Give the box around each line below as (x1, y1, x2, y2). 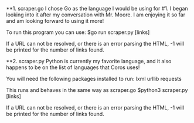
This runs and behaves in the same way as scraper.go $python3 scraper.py (6, 87, 188, 93)
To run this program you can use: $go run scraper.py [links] (6, 29, 150, 36)
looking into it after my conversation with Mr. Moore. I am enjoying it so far (6, 11, 186, 18)
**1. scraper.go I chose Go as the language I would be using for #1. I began (6, 5, 189, 12)
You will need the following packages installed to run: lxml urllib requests (6, 76, 182, 82)
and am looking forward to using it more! (6, 18, 104, 24)
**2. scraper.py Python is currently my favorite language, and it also (6, 58, 172, 64)
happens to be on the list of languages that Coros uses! (6, 64, 140, 71)
